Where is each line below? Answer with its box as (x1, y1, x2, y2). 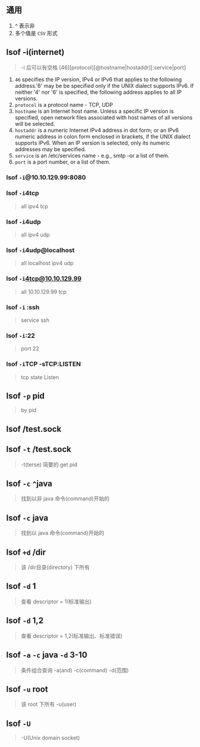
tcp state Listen (20, 373, 59, 380)
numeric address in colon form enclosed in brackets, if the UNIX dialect (14, 133, 191, 140)
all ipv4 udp (20, 231, 50, 238)
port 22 (20, 345, 39, 352)
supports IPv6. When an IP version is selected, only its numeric (14, 139, 170, 146)
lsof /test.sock (6, 424, 61, 434)
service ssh (20, 316, 50, 324)
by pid (20, 407, 37, 414)
